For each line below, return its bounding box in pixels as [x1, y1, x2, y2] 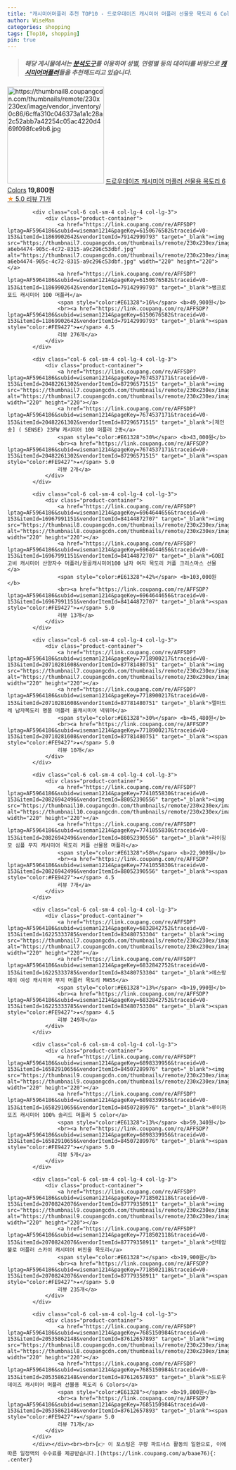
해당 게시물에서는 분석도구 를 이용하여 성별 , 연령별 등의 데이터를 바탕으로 [24, 59, 220, 68]
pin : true [7, 37, 37, 44]
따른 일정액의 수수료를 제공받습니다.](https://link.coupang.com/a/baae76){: [7, 1450, 216, 1457]
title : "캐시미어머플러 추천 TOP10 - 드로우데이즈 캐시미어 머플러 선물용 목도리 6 [7, 10, 218, 18]
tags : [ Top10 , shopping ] [7, 30, 80, 37]
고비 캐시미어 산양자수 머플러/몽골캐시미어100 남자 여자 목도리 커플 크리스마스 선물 [7, 560, 216, 568]
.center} [7, 1457, 33, 1464]
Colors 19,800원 [7, 186, 55, 195]
